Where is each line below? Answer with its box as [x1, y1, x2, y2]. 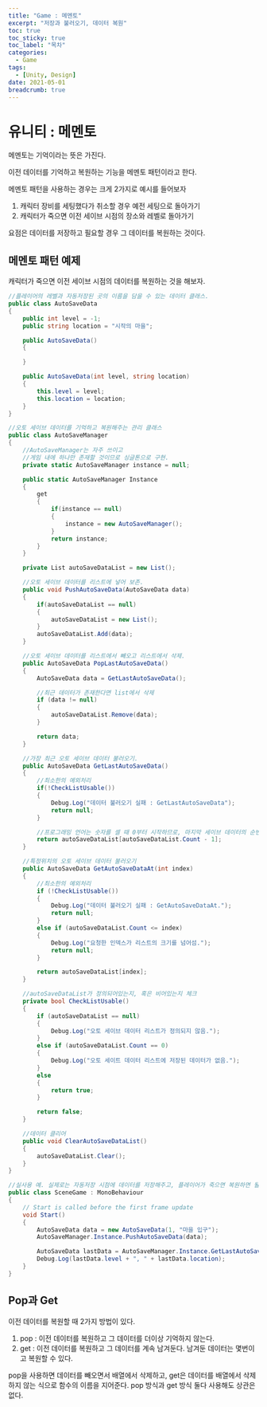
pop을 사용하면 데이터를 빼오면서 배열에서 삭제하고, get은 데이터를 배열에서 [8, 1370, 242, 1380]
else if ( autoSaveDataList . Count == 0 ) [37, 1042, 169, 1050]
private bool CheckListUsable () [22, 997, 130, 1005]
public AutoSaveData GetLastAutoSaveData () [22, 762, 169, 770]
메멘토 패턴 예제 [8, 253, 81, 267]
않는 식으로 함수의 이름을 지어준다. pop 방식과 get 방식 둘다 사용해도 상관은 [22, 1380, 256, 1389]
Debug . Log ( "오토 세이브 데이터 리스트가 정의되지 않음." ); [50, 1027, 221, 1035]
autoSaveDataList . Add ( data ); [37, 631, 133, 639]
